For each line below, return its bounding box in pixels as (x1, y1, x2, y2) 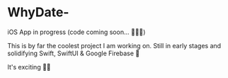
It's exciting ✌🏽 (7, 62, 51, 71)
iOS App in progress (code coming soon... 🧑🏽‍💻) (7, 28, 146, 36)
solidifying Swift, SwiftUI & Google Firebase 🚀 (7, 49, 140, 57)
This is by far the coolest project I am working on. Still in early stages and (7, 41, 222, 50)
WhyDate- (7, 4, 69, 21)
